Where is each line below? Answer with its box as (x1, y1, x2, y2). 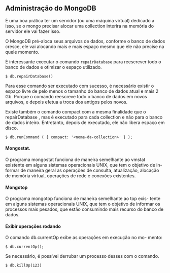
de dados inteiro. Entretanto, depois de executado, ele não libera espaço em (5, 119, 165, 126)
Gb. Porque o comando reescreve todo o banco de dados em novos (5, 93, 147, 99)
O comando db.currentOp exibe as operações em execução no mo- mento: (5, 235, 162, 241)
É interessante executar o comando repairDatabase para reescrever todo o (5, 58, 161, 65)
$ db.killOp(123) (5, 263, 42, 268)
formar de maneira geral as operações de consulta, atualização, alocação (5, 167, 159, 174)
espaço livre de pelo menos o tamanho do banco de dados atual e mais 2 (5, 88, 159, 94)
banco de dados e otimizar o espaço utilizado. (5, 64, 102, 70)
